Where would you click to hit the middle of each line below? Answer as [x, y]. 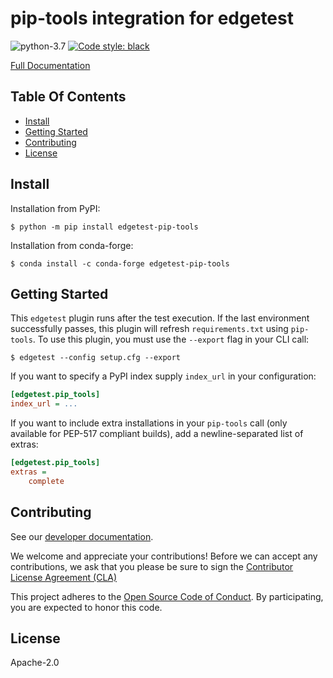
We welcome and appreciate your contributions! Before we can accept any [164, 556]
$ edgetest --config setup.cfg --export [96, 358]
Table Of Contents [68, 97]
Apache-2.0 [35, 663]
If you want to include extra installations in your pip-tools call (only [149, 423]
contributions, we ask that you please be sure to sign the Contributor [152, 566]
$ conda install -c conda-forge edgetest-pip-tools [120, 263]
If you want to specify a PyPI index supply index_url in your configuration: [163, 376]
